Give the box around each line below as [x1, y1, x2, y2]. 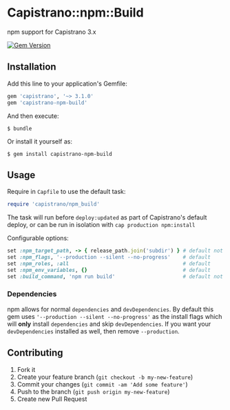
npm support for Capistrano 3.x [7, 28, 96, 36]
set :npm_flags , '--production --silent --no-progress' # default [7, 254, 211, 261]
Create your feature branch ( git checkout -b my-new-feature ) [17, 373, 194, 381]
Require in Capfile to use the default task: [7, 188, 126, 196]
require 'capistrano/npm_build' [7, 201, 100, 208]
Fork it [17, 365, 36, 373]
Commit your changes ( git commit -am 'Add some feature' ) [17, 380, 188, 388]
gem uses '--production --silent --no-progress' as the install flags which [7, 312, 222, 320]
